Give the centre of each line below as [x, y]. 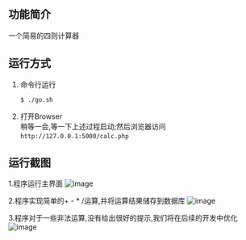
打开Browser [41, 116]
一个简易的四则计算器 [44, 36]
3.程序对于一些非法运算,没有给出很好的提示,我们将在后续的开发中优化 [123, 218]
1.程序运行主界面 [35, 183]
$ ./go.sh [37, 99]
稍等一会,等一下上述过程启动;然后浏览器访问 [93, 126]
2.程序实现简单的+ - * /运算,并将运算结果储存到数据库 [97, 201]
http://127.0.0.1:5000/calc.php [74, 136]
